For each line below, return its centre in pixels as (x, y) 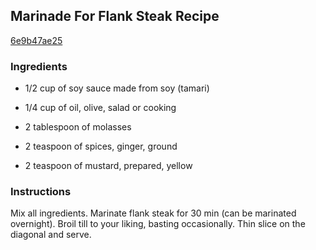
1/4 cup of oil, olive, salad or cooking (100, 108)
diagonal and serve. (51, 235)
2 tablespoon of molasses (78, 127)
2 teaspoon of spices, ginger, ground (101, 146)
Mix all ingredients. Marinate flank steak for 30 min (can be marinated (153, 213)
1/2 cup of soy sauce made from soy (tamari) (117, 88)
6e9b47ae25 (36, 40)
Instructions (41, 192)
